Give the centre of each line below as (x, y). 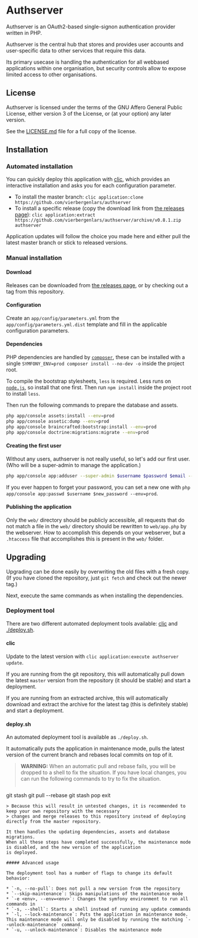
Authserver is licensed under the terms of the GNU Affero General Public (94, 107)
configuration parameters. (38, 330)
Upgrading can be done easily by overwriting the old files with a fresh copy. (98, 571)
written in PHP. (24, 32)
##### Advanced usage (33, 863)
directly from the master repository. (54, 822)
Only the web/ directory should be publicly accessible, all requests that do (95, 520)
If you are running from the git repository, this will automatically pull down (95, 674)
